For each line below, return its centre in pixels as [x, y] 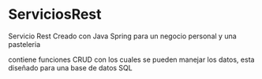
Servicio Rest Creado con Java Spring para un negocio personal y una [122, 36]
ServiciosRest [55, 14]
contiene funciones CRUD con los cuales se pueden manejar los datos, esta [131, 59]
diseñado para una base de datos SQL [70, 67]
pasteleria [24, 44]
